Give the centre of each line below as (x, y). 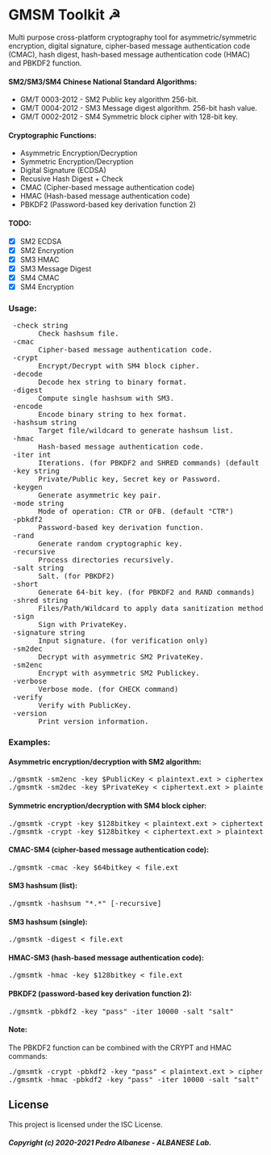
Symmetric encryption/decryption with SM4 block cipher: (108, 805)
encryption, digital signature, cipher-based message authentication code (129, 45)
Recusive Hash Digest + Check (71, 179)
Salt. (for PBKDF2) (77, 576)
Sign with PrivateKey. (83, 625)
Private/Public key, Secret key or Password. (130, 479)
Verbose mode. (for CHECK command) (108, 689)
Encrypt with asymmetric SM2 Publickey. (119, 673)
